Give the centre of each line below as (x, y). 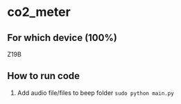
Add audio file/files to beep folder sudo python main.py (96, 93)
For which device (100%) (62, 38)
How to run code (44, 76)
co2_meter (39, 12)
